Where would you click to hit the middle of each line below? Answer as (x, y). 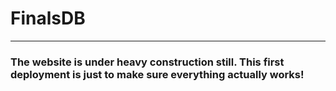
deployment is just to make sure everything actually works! (157, 74)
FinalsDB (48, 18)
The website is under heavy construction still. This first (147, 62)
